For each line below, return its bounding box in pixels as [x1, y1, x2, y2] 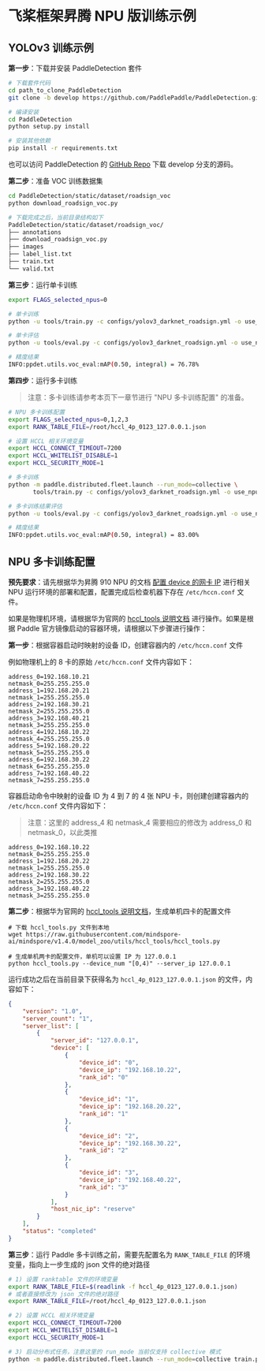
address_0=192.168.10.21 [8, 672, 90, 680]
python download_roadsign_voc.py [8, 199, 118, 207]
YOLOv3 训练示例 [8, 41, 95, 54]
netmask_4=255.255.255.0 [8, 735, 90, 743]
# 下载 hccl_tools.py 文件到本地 [8, 923, 110, 931]
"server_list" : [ [22, 1022, 80, 1030]
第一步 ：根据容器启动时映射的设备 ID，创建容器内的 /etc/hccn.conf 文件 [8, 640, 243, 650]
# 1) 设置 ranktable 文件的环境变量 [8, 1275, 118, 1283]
